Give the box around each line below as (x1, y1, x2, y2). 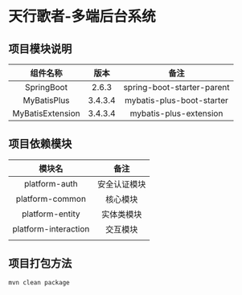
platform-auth (23, 178, 78, 189)
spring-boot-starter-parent (123, 82, 230, 92)
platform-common (15, 193, 87, 204)
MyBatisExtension (12, 108, 80, 119)
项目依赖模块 (8, 137, 72, 151)
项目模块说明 (8, 42, 72, 55)
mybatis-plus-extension (129, 108, 224, 119)
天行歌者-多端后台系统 (8, 7, 157, 26)
